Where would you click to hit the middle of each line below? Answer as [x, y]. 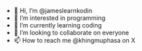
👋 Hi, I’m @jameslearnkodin [53, 11]
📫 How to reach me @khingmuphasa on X [74, 40]
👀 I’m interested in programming [60, 18]
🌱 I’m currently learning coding [58, 25]
